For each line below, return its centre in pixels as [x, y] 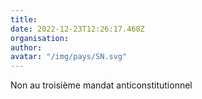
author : [26, 47]
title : [24, 19]
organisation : [40, 38]
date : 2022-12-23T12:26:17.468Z [77, 29]
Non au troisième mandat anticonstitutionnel [101, 85]
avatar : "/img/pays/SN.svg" [69, 57]
